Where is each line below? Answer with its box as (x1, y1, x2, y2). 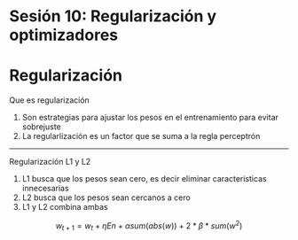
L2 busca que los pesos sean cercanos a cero (21, 192, 191, 203)
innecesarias (21, 183, 69, 194)
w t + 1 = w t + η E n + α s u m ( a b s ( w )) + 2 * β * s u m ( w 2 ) (55, 219, 243, 233)
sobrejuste (21, 121, 62, 132)
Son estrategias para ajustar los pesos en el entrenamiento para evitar (21, 112, 279, 123)
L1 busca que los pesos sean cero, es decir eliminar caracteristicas (21, 174, 268, 184)
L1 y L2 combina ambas (21, 202, 108, 213)
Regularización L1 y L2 (9, 157, 91, 167)
